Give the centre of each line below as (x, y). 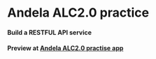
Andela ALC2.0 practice (78, 13)
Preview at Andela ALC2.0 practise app (65, 48)
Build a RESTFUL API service (50, 32)
